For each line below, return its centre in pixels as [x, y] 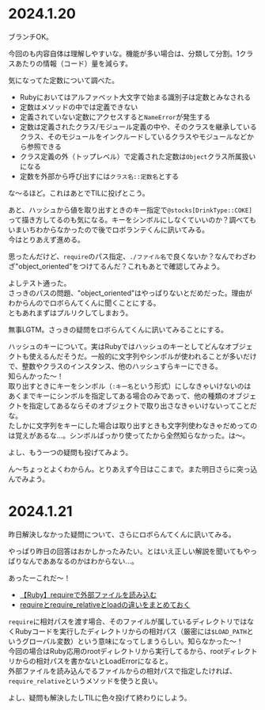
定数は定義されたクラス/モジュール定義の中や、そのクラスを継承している [138, 127]
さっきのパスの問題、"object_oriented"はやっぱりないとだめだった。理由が [131, 293]
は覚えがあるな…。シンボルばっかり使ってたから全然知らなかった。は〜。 [129, 435]
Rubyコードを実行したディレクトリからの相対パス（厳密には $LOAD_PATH [131, 631]
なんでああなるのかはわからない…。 [80, 561]
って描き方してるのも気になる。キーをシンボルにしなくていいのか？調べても [132, 219]
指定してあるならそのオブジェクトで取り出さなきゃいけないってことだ [143, 405]
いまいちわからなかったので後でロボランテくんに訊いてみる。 [109, 230]
